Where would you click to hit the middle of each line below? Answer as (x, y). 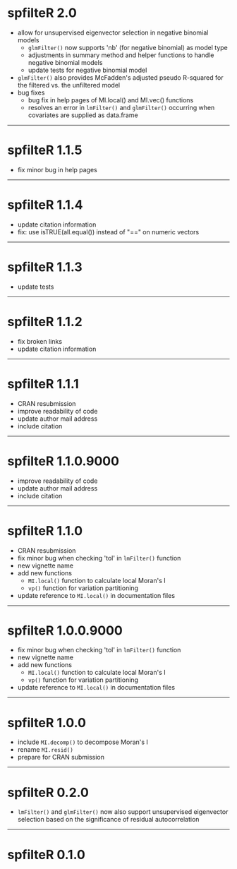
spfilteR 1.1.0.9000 (63, 461)
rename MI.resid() (45, 750)
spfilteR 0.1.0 (47, 855)
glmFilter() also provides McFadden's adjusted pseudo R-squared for (120, 77)
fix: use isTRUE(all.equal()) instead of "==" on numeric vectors (108, 232)
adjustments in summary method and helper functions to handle (121, 55)
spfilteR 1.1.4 (45, 205)
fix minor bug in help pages (57, 169)
